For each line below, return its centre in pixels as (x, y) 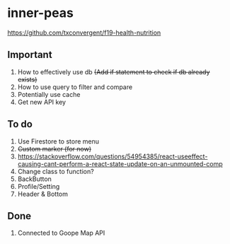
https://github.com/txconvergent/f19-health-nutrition (84, 33)
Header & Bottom (43, 194)
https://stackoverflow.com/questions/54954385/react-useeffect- (113, 156)
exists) (27, 79)
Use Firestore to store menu (58, 141)
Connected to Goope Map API (61, 233)
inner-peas (41, 13)
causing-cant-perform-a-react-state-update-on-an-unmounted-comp (120, 163)
